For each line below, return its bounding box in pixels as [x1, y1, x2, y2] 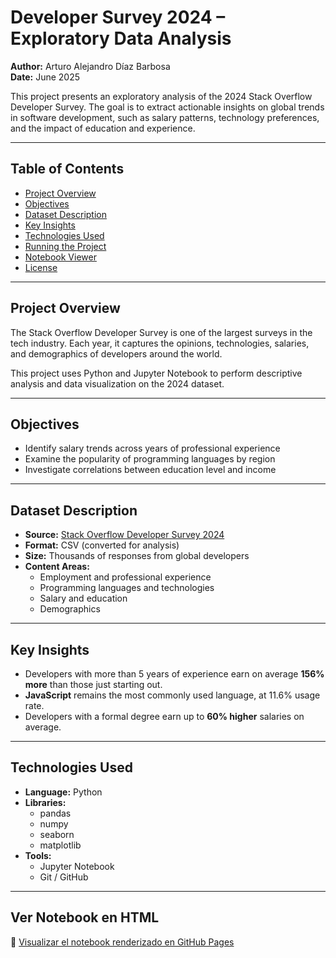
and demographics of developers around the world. [10, 347, 223, 360]
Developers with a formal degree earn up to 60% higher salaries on [24, 711, 305, 722]
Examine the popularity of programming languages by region [24, 453, 276, 465]
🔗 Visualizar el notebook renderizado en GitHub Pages [10, 936, 235, 948]
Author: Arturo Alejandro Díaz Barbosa [10, 60, 171, 72]
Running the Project [24, 240, 107, 252]
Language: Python [24, 786, 103, 798]
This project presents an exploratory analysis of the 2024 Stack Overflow [10, 90, 313, 102]
